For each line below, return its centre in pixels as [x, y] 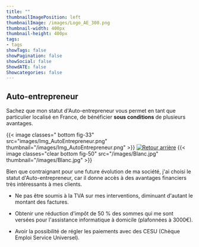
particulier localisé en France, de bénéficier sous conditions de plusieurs [96, 117]
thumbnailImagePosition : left [44, 17]
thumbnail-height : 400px [37, 34]
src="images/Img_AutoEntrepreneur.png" [57, 141]
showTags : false [26, 50]
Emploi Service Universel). [47, 237]
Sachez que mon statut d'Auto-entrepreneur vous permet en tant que [91, 111]
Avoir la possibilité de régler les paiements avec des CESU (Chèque [97, 232]
